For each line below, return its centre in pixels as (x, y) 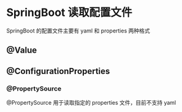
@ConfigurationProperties (58, 71)
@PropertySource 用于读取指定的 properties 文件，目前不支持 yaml (91, 103)
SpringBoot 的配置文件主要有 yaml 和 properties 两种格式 (78, 31)
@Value (22, 50)
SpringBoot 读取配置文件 (69, 13)
